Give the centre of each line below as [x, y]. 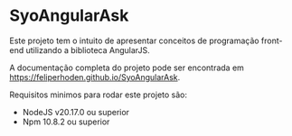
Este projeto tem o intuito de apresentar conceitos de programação [134, 41]
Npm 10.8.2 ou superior [66, 122]
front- [272, 41]
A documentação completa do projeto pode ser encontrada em [127, 68]
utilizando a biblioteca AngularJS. [88, 50]
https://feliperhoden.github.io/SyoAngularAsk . [95, 77]
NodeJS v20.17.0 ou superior [75, 112]
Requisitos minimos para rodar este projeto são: [99, 95]
